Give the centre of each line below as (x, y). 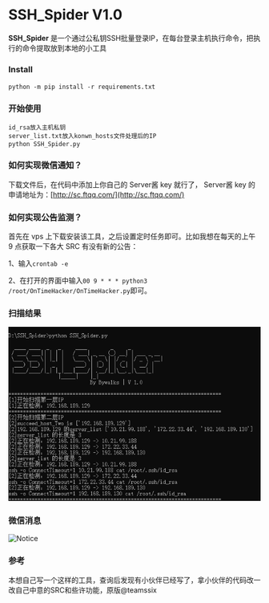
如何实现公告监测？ (45, 217)
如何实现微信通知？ (45, 165)
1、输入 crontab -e (38, 263)
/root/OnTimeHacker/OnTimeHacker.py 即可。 (80, 291)
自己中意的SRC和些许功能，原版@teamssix (86, 590)
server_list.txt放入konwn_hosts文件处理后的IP (82, 136)
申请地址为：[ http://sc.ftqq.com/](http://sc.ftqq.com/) (96, 194)
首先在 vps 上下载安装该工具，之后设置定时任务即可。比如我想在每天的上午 (132, 236)
